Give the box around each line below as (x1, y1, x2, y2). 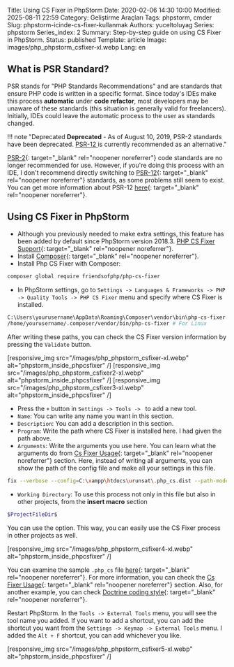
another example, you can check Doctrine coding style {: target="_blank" (7, 588, 216, 596)
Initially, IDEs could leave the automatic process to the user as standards (7, 111, 215, 120)
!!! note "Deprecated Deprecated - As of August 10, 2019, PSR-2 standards (7, 132, 222, 141)
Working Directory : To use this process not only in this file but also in (17, 490, 216, 499)
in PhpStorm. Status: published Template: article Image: (7, 36, 167, 44)
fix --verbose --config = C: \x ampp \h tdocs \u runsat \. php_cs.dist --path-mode (7, 478, 229, 485)
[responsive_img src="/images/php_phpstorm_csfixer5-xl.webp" (7, 645, 193, 653)
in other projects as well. (7, 531, 78, 539)
